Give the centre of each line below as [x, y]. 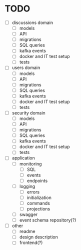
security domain [28, 112]
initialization [39, 197]
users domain [26, 67]
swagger [28, 214]
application [23, 158]
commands [38, 203]
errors [33, 192]
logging [27, 186]
